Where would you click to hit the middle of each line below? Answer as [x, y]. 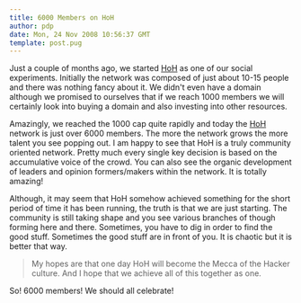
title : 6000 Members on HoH [62, 18]
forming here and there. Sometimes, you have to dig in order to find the [141, 227]
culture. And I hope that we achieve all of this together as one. [146, 273]
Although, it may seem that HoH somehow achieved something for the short [150, 199]
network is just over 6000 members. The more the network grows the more [149, 134]
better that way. [38, 246]
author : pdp [31, 26]
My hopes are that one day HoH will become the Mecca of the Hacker [160, 264]
